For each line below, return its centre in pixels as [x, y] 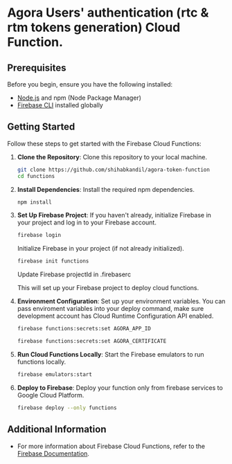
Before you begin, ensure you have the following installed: [90, 84]
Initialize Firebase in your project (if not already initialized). [101, 249]
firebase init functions [53, 261]
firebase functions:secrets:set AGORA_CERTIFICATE [92, 341]
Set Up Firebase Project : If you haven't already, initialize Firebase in [114, 215]
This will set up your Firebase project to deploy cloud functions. [108, 288]
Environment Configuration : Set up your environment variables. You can [121, 301]
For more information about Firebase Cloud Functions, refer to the [111, 446]
